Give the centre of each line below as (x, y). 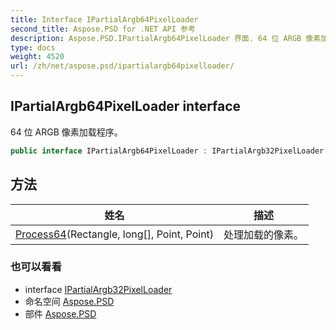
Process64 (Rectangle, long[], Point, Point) (115, 234)
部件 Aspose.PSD (60, 313)
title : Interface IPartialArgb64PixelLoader (104, 19)
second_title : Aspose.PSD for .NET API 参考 (103, 29)
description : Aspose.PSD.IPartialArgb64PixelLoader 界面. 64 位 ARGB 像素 (166, 38)
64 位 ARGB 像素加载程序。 (66, 132)
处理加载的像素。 (264, 234)
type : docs (33, 47)
